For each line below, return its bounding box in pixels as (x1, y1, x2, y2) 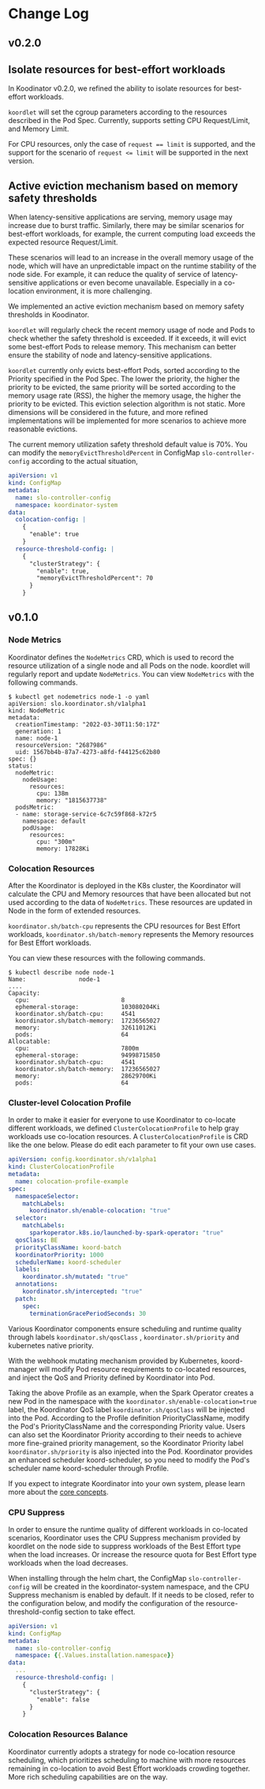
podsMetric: (15, 803, 55, 811)
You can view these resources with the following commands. (8, 954, 206, 963)
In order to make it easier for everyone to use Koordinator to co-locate (8, 1115, 237, 1125)
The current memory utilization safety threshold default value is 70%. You (8, 439, 248, 450)
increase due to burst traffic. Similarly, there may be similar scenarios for (8, 221, 244, 230)
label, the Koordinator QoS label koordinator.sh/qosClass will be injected (8, 1405, 245, 1414)
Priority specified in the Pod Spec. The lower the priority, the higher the (8, 374, 241, 383)
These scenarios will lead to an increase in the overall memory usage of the (8, 253, 254, 263)
